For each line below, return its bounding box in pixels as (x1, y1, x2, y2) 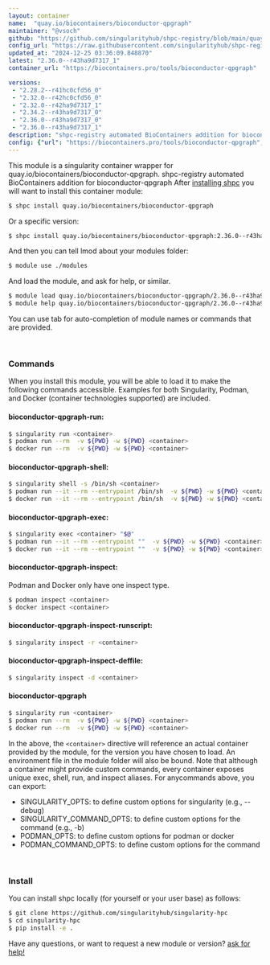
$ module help (8, 299, 56, 308)
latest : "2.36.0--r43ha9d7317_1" (8, 57, 121, 65)
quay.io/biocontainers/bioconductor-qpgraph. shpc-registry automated (8, 169, 244, 179)
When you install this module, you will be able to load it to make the (8, 376, 231, 386)
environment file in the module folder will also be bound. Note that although (8, 755, 259, 765)
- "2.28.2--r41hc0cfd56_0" (11, 86, 103, 94)
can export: (8, 781, 47, 790)
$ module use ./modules (8, 262, 88, 270)
